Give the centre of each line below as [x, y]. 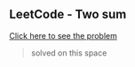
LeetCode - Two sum [68, 15]
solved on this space [69, 53]
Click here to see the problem [63, 35]
